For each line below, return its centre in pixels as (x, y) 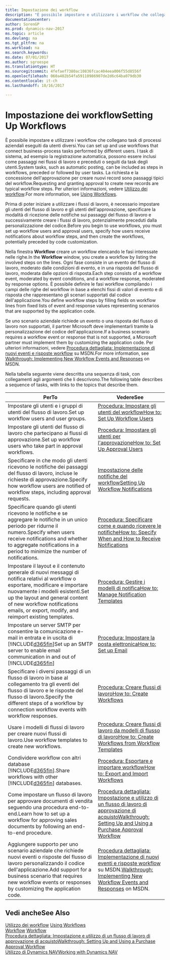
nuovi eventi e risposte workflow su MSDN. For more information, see (77, 353)
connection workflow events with (47, 709)
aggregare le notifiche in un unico (48, 519)
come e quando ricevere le (130, 525)
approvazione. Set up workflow (44, 439)
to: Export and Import (123, 773)
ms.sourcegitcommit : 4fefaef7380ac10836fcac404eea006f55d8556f (73, 72)
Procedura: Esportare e (125, 761)
